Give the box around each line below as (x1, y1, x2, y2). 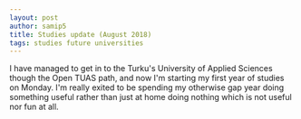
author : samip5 (9, 22, 67, 31)
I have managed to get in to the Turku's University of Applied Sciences (9, 63, 274, 74)
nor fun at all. (9, 101, 59, 113)
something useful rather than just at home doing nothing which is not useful (9, 92, 292, 103)
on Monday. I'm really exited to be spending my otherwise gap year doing (9, 82, 285, 93)
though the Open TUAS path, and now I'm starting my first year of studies (9, 73, 285, 84)
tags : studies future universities (9, 38, 144, 48)
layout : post (9, 13, 59, 23)
